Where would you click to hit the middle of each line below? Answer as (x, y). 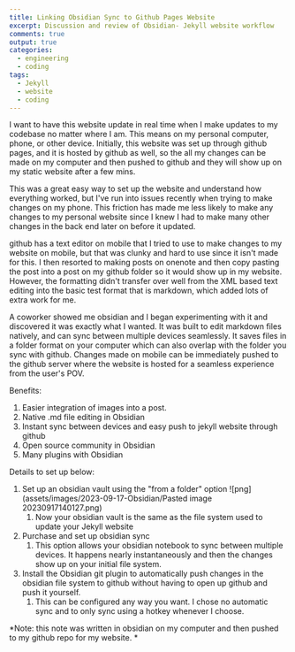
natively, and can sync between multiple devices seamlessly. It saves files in (148, 336)
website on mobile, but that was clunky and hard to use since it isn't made (144, 253)
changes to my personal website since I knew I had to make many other (140, 217)
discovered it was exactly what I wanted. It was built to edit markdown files (146, 326)
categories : (31, 50)
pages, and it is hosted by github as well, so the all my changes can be (138, 153)
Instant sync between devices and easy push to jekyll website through (150, 426)
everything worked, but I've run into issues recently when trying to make (141, 198)
